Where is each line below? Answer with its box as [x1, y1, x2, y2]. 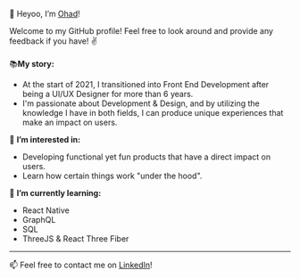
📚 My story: [9, 59, 55, 69]
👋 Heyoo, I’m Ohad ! [9, 9, 80, 19]
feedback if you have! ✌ [9, 36, 98, 46]
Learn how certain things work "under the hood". [21, 170, 203, 181]
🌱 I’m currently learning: [9, 188, 102, 198]
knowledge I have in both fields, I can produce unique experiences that [21, 108, 284, 118]
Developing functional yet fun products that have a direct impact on [21, 151, 271, 162]
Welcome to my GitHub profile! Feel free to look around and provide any [9, 26, 274, 36]
